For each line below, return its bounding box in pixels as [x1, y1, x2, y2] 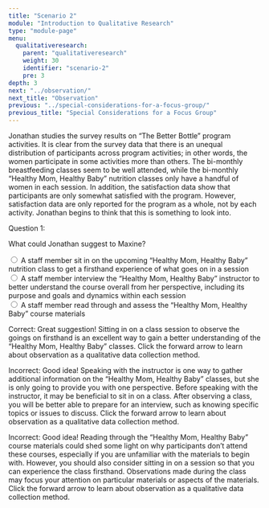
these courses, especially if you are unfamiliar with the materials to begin [8, 449, 251, 459]
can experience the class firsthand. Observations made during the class [8, 467, 247, 476]
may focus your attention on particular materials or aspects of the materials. [8, 475, 259, 485]
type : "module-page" [8, 27, 78, 35]
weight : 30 [22, 57, 59, 65]
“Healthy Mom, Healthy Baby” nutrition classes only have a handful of [8, 174, 239, 183]
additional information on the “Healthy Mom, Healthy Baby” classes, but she [8, 375, 259, 383]
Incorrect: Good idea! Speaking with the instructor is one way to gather [8, 366, 243, 375]
